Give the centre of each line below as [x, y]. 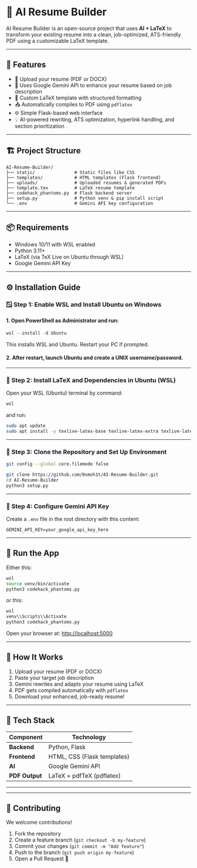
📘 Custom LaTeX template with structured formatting [78, 98]
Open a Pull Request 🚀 [42, 859]
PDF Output [26, 776]
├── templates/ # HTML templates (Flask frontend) [84, 178]
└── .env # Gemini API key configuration [80, 203]
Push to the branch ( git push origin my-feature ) [74, 853]
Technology [89, 737]
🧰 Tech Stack [30, 721]
